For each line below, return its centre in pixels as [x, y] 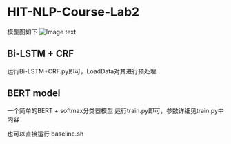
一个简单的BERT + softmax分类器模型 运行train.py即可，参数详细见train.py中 [115, 110]
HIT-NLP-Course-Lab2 [73, 12]
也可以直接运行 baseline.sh [46, 134]
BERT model [34, 93]
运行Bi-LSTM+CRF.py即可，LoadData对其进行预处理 [82, 71]
